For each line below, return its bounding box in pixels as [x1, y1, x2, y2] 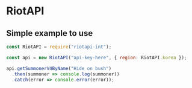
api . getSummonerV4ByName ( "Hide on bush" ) [6, 65, 112, 71]
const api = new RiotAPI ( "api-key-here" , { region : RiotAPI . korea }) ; [6, 54, 187, 60]
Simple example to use [6, 28, 93, 38]
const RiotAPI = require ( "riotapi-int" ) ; [6, 44, 112, 50]
